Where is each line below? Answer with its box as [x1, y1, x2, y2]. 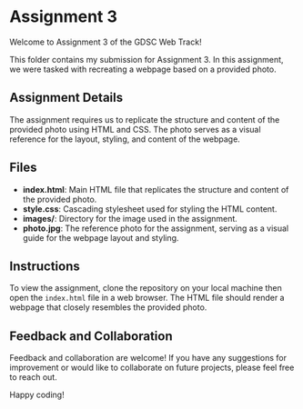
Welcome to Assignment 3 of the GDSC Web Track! [9, 36, 202, 47]
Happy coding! [9, 389, 66, 401]
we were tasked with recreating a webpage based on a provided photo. [9, 64, 277, 75]
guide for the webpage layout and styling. [22, 232, 179, 243]
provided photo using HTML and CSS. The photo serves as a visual [9, 124, 261, 135]
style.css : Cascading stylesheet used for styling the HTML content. [22, 203, 278, 214]
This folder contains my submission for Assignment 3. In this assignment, [9, 54, 284, 65]
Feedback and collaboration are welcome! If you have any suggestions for [9, 353, 287, 364]
